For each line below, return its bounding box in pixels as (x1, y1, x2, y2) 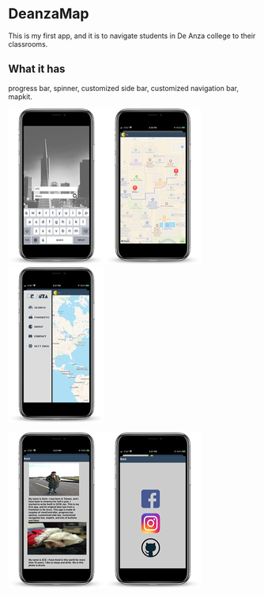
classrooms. (8, 39, 48, 48)
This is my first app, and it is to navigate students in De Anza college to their (8, 31, 256, 40)
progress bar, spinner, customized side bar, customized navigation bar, (8, 83, 239, 93)
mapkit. (8, 92, 33, 101)
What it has (8, 63, 66, 76)
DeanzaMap (8, 5, 89, 23)
